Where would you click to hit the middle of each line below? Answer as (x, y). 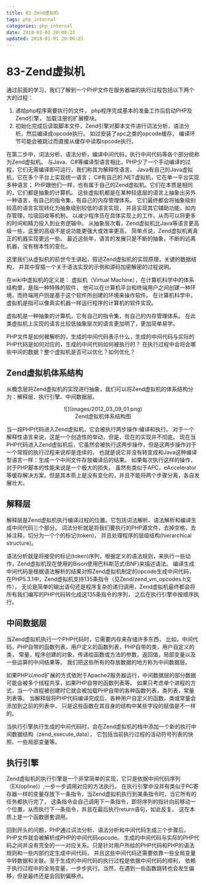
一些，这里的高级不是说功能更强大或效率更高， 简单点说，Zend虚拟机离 (102, 231)
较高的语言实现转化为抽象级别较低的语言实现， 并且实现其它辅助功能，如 (98, 208)
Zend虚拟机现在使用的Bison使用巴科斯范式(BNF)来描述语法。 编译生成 (106, 563)
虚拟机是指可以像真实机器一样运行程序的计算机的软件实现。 (82, 303)
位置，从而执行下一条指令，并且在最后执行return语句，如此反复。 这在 (101, 810)
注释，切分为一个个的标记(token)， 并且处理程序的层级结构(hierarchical (101, 535)
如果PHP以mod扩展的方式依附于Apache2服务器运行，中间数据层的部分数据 (101, 675)
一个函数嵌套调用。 (47, 817)
